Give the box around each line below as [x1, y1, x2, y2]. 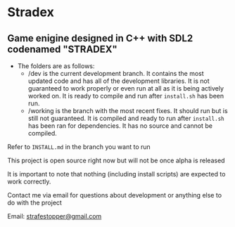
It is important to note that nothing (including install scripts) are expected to [7, 170, 226, 178]
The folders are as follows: [17, 62, 95, 70]
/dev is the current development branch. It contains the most [27, 70, 204, 77]
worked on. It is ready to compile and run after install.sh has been [27, 92, 224, 100]
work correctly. [7, 177, 51, 186]
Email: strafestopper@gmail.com [7, 212, 102, 220]
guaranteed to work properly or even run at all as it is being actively [27, 84, 224, 92]
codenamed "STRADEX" [7, 43, 118, 55]
